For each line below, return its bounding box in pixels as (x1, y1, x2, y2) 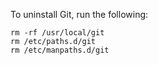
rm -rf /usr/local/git (10, 28, 105, 38)
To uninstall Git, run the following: (10, 9, 149, 20)
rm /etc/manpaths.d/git (10, 45, 110, 55)
